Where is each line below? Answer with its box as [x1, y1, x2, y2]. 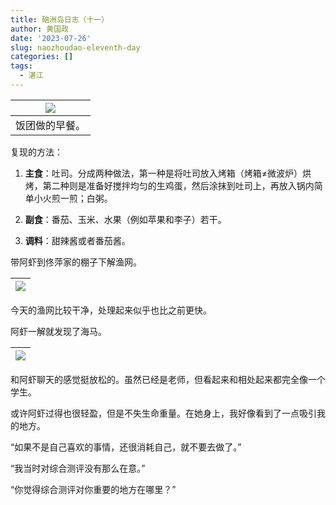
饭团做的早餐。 [15, 118, 87, 132]
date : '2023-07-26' [10, 33, 92, 43]
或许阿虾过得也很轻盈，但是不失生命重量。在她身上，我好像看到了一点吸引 [10, 407, 317, 419]
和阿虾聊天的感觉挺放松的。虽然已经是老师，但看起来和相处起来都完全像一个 [10, 373, 326, 385]
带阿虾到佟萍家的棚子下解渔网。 [10, 256, 142, 268]
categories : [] [10, 52, 74, 62]
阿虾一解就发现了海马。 [10, 325, 107, 337]
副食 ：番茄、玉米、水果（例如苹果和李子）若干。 [24, 213, 227, 225]
